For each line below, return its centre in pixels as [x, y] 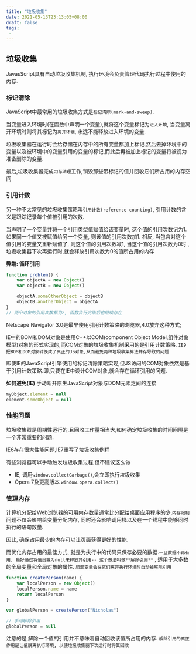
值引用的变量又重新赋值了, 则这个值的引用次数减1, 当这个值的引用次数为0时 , [98, 244]
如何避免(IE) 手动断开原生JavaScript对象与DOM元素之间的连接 [81, 383]
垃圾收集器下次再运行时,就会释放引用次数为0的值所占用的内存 [80, 251]
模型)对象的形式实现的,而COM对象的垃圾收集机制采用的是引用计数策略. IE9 [96, 344]
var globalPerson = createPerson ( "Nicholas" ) [62, 611]
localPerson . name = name [47, 589]
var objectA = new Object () [51, 280]
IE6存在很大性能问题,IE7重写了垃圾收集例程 [58, 450]
